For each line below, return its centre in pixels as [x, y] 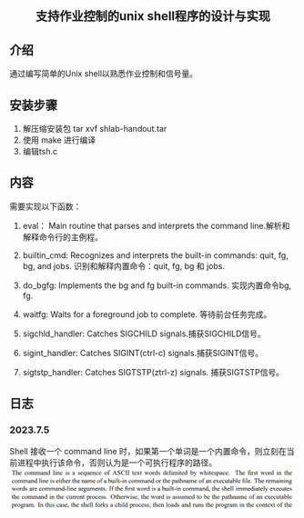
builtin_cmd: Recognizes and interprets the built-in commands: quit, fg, [155, 255]
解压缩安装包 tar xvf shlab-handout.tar [95, 129]
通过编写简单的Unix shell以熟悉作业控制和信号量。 [104, 74]
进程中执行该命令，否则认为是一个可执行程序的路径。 [117, 463]
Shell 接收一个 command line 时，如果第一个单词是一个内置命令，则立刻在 [148, 451]
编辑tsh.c [40, 152]
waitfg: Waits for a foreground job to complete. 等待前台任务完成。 [147, 314]
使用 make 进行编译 [59, 140]
